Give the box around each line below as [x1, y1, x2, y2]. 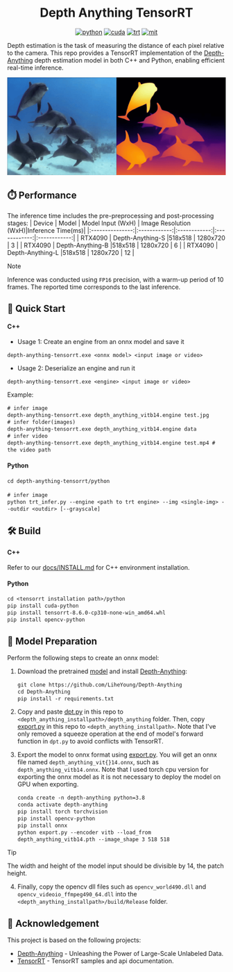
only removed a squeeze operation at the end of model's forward [17, 730, 203, 738]
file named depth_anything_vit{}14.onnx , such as [17, 758, 159, 766]
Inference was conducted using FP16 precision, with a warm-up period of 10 [7, 275, 224, 283]
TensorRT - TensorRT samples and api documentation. [17, 957, 174, 965]
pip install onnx [17, 822, 68, 830]
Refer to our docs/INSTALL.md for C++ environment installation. [7, 563, 190, 572]
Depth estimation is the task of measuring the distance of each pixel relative [7, 41, 225, 49]
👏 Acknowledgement [7, 917, 99, 929]
